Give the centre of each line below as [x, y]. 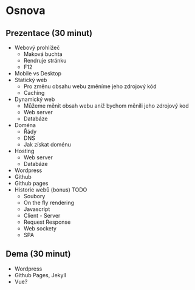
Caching [34, 93]
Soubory [34, 196]
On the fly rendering [49, 202]
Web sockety [40, 228]
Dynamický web [35, 99]
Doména [25, 125]
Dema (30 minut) [38, 254]
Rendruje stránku [45, 60]
